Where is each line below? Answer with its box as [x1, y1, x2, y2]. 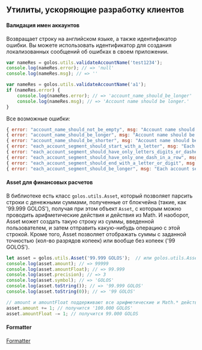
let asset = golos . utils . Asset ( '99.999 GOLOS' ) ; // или [6, 255, 152, 261]
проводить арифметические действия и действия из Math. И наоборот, [6, 211, 190, 219]
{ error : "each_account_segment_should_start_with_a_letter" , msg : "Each [6, 143, 195, 149]
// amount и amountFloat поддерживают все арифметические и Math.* [6, 299, 179, 305]
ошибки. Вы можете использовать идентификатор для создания [6, 42, 172, 49]
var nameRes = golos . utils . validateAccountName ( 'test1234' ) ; [6, 60, 163, 66]
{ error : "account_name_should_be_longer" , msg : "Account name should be [6, 132, 195, 138]
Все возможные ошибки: [6, 114, 70, 122]
